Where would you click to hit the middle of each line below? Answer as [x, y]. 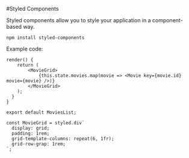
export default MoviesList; [42, 112]
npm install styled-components [45, 38]
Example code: [25, 49]
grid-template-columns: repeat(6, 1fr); [63, 139]
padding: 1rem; [31, 133]
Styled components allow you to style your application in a [79, 20]
